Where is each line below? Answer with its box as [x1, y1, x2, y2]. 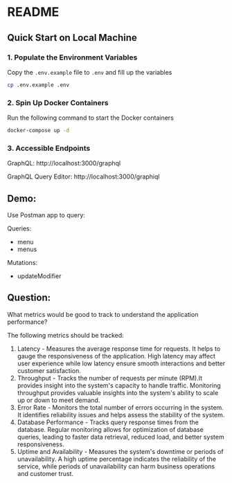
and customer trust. [17, 469, 74, 477]
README [7, 4, 60, 20]
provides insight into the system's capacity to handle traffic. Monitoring [17, 381, 222, 390]
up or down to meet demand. [17, 396, 100, 404]
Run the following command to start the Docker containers [7, 113, 175, 122]
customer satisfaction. [17, 366, 82, 374]
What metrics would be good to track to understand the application [7, 310, 199, 318]
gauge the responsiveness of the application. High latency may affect [17, 352, 216, 360]
